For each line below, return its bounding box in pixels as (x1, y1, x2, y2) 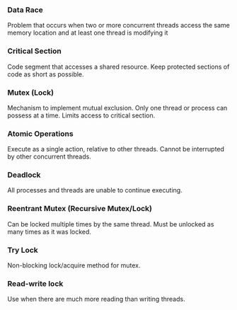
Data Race (7, 5, 44, 15)
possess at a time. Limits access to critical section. (7, 111, 156, 120)
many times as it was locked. (7, 227, 92, 236)
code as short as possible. (7, 69, 84, 79)
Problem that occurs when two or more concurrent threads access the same (7, 21, 230, 30)
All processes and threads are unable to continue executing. (7, 186, 183, 195)
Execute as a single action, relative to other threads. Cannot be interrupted (7, 145, 225, 154)
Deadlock (7, 170, 41, 180)
